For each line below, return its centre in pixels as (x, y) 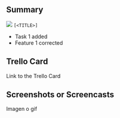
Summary (25, 10)
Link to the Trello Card (33, 76)
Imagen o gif (22, 109)
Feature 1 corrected (39, 43)
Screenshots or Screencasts (60, 95)
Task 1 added (31, 36)
